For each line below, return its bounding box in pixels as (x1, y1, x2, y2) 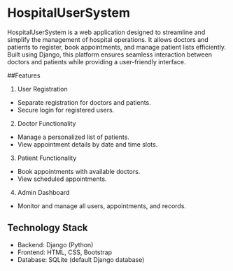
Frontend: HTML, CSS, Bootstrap (17, 248, 112, 256)
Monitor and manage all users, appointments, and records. (17, 201, 187, 210)
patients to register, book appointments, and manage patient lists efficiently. (7, 43, 226, 51)
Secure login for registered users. (17, 105, 115, 114)
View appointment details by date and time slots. (17, 140, 158, 148)
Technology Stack (7, 222, 88, 234)
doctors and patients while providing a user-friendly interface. (7, 57, 186, 66)
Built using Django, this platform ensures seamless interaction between (7, 50, 212, 59)
